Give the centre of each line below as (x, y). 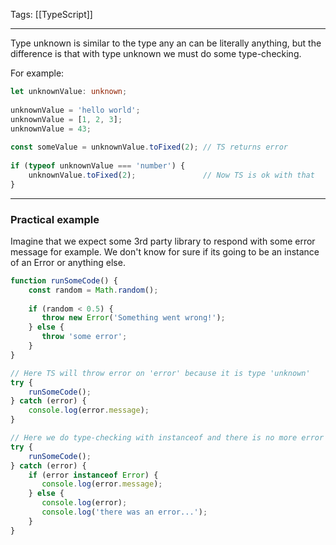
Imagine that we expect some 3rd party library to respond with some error (163, 241)
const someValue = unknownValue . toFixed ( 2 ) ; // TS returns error (149, 147)
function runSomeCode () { (64, 280)
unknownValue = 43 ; (51, 129)
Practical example (55, 219)
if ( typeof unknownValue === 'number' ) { (98, 166)
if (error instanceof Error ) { (93, 475)
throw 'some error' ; (84, 337)
